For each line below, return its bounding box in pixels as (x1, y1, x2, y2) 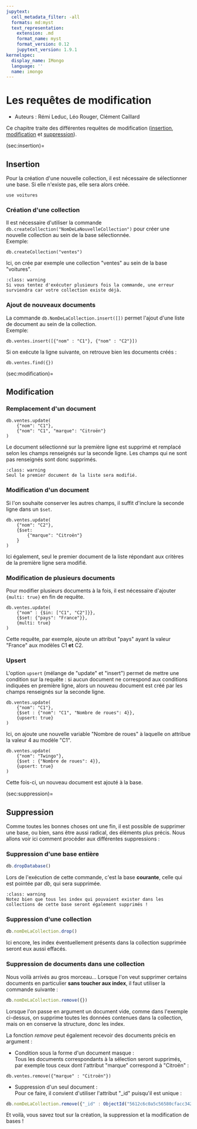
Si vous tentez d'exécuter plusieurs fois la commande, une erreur (6, 282, 175, 288)
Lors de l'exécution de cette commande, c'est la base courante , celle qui (6, 874, 183, 881)
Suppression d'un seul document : (14, 1083, 98, 1090)
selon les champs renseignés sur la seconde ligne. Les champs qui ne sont (6, 450, 188, 457)
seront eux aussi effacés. (6, 945, 67, 952)
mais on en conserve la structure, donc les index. (6, 1020, 125, 1027)
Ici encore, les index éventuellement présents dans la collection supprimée (6, 939, 186, 946)
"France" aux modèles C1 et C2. (6, 642, 84, 649)
